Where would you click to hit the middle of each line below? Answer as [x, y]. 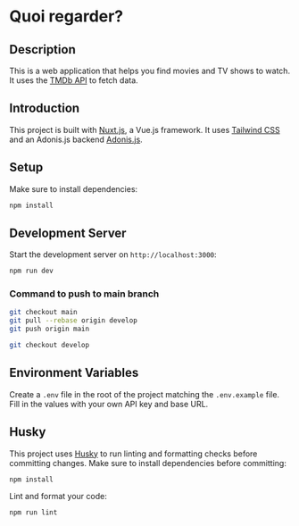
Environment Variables [74, 373]
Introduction [45, 109]
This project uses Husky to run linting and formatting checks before [133, 454]
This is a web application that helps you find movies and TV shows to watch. [150, 71]
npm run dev [31, 271]
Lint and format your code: [58, 497]
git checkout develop [50, 346]
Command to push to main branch [84, 294]
